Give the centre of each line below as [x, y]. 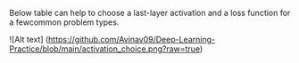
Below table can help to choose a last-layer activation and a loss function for [150, 13]
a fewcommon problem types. [64, 22]
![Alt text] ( [29, 39]
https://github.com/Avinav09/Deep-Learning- [132, 39]
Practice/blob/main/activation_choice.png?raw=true [105, 49]
